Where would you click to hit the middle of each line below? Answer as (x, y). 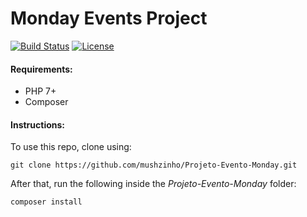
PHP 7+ (40, 91)
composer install (46, 202)
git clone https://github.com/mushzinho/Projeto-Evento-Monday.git (154, 165)
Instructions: (38, 124)
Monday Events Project (109, 18)
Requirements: (41, 69)
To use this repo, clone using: (71, 147)
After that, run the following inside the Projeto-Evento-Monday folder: (153, 184)
